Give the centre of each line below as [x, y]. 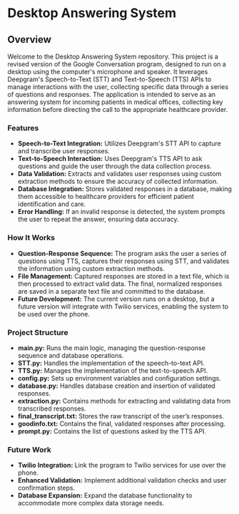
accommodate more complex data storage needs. [91, 503]
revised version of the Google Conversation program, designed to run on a [117, 64]
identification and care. [52, 204]
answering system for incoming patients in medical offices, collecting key [115, 102]
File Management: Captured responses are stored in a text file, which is [123, 276]
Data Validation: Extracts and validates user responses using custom [119, 174]
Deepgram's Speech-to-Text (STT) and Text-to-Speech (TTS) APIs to [110, 79]
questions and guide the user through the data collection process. [115, 166]
